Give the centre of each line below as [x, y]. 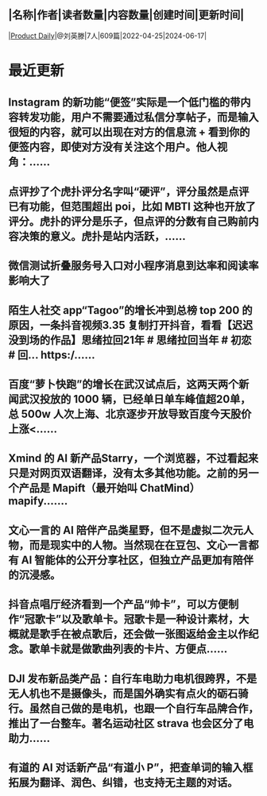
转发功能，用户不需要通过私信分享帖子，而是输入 [139, 117]
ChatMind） [170, 488]
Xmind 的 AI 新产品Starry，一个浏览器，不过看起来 [133, 459]
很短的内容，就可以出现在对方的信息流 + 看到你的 [129, 132]
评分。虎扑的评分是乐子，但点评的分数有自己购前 [128, 221]
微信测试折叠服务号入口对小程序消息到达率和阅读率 [133, 266]
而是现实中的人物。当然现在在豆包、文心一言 [139, 545]
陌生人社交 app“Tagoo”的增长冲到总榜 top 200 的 [130, 310]
